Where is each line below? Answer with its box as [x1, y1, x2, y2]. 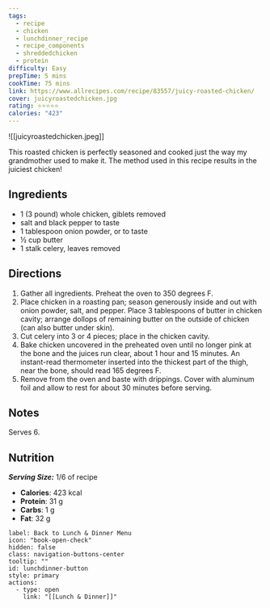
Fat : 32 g [19, 514, 51, 523]
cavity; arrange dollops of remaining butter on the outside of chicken [19, 314, 250, 324]
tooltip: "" [8, 558, 49, 566]
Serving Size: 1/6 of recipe [8, 472, 99, 482]
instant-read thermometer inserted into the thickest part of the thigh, [19, 357, 249, 367]
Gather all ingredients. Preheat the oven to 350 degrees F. [19, 288, 214, 298]
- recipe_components [15, 42, 85, 50]
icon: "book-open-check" [8, 536, 92, 545]
